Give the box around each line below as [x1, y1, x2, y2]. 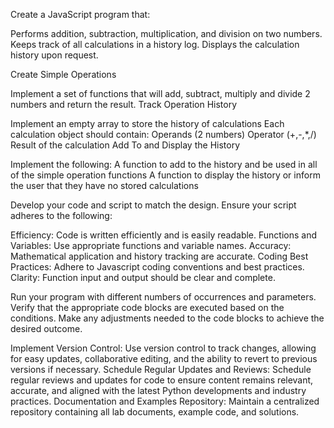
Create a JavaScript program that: [10, 9, 151, 20]
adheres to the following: [10, 210, 113, 221]
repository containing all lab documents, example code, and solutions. [10, 406, 300, 418]
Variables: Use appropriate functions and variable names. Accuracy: [10, 240, 292, 251]
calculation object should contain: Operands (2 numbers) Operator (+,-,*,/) [10, 129, 317, 140]
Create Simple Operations [10, 69, 117, 80]
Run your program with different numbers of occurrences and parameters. [10, 291, 317, 303]
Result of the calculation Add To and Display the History [10, 139, 241, 151]
